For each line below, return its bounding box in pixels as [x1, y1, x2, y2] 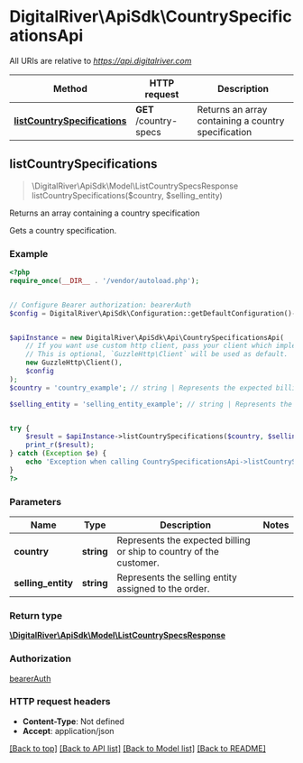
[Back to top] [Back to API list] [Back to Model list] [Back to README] [9, 742, 266, 754]
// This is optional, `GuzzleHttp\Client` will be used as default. [25, 350, 289, 359]
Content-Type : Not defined [22, 715, 124, 727]
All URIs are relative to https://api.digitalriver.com [9, 55, 192, 66]
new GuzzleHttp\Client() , [25, 358, 124, 367]
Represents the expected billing [116, 534, 251, 547]
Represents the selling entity [116, 571, 237, 584]
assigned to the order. [116, 582, 210, 594]
